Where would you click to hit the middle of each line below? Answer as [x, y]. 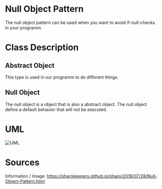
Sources [22, 162]
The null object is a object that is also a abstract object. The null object [76, 104]
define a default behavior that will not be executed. [56, 109]
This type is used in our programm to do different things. [62, 77]
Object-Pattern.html [25, 181]
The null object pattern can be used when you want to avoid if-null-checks [80, 22]
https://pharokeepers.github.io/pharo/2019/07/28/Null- [102, 176]
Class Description [42, 48]
